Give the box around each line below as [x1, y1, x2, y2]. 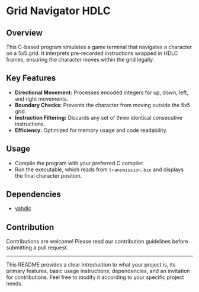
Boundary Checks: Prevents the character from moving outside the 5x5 [14, 101, 191, 108]
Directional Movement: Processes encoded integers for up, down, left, [14, 89, 188, 96]
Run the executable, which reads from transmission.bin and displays [14, 166, 184, 173]
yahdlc [14, 205, 31, 212]
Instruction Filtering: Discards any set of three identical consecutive [14, 114, 182, 121]
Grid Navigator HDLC [6, 4, 111, 18]
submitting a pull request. [6, 244, 68, 251]
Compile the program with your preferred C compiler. [14, 159, 145, 166]
